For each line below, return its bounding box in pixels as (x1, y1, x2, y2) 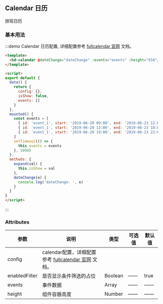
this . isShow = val (17, 166, 55, 171)
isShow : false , (17, 94, 49, 98)
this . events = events (17, 143, 62, 148)
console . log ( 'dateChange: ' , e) (17, 179, 83, 185)
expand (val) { (14, 162, 42, 167)
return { (14, 84, 32, 90)
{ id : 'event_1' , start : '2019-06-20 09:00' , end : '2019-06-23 (17, 121, 149, 126)
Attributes (5, 219, 30, 226)
